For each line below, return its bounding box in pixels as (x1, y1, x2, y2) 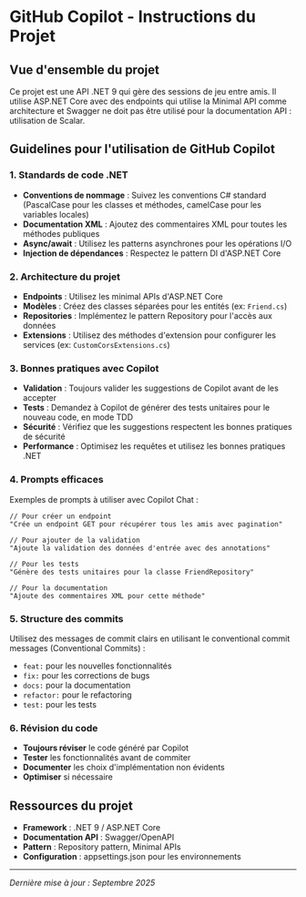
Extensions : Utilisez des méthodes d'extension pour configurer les (22, 330, 276, 341)
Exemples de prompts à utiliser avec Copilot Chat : (9, 494, 199, 505)
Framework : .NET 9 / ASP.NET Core (22, 821, 161, 832)
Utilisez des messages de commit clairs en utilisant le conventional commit (9, 633, 291, 644)
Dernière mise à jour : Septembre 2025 (9, 877, 156, 888)
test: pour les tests (22, 698, 97, 709)
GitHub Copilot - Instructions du (9, 6, 257, 27)
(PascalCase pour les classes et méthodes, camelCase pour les (22, 199, 262, 210)
